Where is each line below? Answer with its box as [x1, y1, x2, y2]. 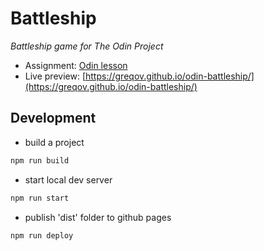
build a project [24, 136, 85, 148]
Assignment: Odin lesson [24, 59, 128, 71]
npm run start [10, 193, 70, 203]
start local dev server [24, 173, 113, 186]
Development [10, 110, 97, 127]
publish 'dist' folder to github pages [24, 211, 172, 223]
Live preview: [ [24, 70, 86, 82]
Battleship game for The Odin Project [10, 40, 164, 52]
